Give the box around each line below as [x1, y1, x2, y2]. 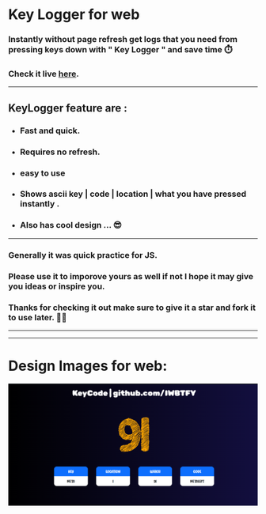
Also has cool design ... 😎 [19, 220, 123, 231]
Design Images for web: [8, 357, 168, 375]
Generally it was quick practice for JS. [8, 249, 158, 260]
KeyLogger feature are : [8, 101, 128, 115]
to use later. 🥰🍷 [8, 312, 67, 323]
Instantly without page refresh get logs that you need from [8, 34, 237, 45]
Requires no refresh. [19, 146, 101, 157]
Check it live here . [8, 69, 79, 80]
